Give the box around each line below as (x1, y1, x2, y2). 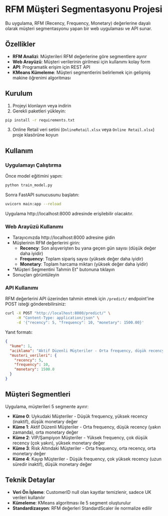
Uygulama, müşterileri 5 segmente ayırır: (5, 403, 89, 410)
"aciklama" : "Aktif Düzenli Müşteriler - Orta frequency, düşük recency (9, 348, 164, 353)
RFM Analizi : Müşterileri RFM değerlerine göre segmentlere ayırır (12, 53, 147, 59)
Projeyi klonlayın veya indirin (12, 102, 71, 108)
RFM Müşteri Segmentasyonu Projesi (5, 4, 162, 15)
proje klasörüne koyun (12, 132, 58, 138)
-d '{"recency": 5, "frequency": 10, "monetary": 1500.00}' (16, 320, 144, 325)
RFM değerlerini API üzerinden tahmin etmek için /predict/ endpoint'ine (5, 296, 154, 302)
